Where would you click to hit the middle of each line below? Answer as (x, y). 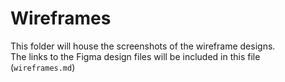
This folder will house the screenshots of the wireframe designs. (143, 46)
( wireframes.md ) (43, 67)
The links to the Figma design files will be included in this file (135, 56)
